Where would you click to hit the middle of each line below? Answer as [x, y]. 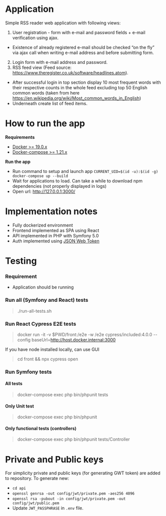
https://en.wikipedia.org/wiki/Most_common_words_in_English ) [77, 98]
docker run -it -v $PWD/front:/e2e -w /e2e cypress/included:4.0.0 [85, 334]
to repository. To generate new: [37, 478]
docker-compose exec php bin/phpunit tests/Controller [74, 439]
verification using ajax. [35, 38]
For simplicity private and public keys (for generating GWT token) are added [83, 473]
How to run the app [45, 124]
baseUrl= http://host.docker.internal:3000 [74, 340]
